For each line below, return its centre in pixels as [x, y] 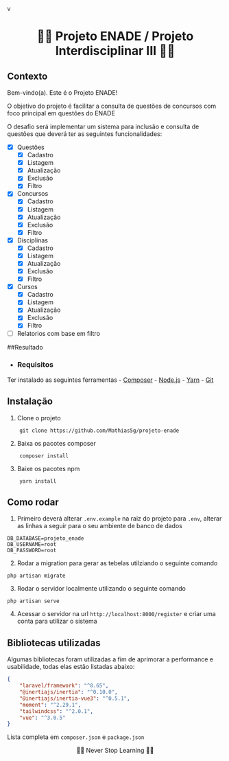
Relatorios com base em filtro [59, 333]
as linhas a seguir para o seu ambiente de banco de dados [100, 526]
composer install [44, 456]
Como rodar [33, 502]
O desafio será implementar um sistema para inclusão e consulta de [103, 126]
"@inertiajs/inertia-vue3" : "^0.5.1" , [75, 698]
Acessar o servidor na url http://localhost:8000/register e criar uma [116, 614]
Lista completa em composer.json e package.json [76, 737]
